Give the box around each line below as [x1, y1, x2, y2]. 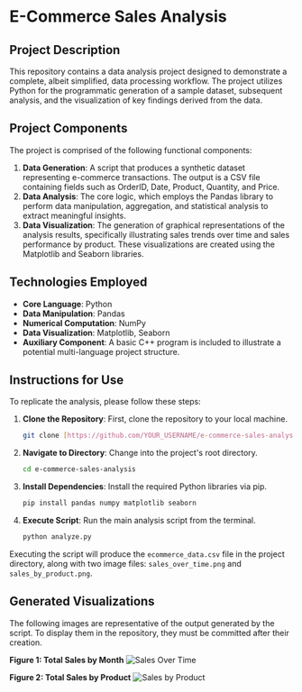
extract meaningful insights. [22, 210, 126, 221]
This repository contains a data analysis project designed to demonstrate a [9, 66, 288, 77]
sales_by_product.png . [9, 568, 93, 578]
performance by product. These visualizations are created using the [22, 239, 275, 250]
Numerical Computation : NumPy [22, 317, 147, 328]
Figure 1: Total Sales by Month [9, 654, 124, 665]
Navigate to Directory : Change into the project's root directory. [22, 448, 259, 459]
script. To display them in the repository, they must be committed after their [9, 627, 290, 638]
